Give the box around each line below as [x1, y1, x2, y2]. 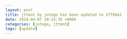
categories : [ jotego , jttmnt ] [5, 21, 70, 27]
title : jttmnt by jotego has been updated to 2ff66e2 [5, 12, 122, 17]
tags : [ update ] [5, 26, 38, 31]
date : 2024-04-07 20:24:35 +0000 [5, 17, 77, 22]
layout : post [5, 7, 33, 13]
